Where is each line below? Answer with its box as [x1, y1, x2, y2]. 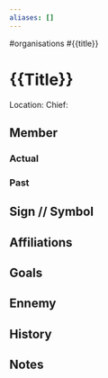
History [9, 326, 52, 342]
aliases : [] [9, 13, 54, 22]
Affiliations [9, 235, 73, 250]
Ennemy [9, 296, 57, 311]
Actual [9, 152, 39, 165]
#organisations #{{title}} [9, 38, 99, 49]
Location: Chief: [9, 99, 69, 110]
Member [9, 125, 58, 140]
